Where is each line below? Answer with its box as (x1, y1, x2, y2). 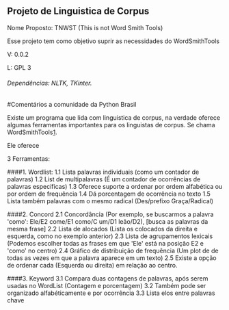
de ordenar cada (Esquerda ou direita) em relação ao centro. (7, 261, 178, 270)
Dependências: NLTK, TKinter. (7, 79, 92, 88)
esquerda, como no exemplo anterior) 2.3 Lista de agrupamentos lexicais (7, 232, 213, 240)
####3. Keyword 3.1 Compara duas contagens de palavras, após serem (7, 274, 208, 283)
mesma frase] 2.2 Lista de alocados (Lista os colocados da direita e (7, 225, 198, 233)
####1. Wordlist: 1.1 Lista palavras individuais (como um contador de (7, 168, 200, 177)
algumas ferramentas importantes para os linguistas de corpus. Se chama (7, 121, 215, 129)
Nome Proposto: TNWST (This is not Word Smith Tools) (7, 23, 163, 31)
